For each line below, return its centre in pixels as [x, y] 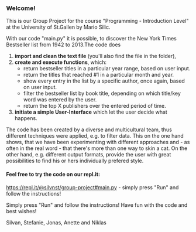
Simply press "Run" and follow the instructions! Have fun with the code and [97, 205]
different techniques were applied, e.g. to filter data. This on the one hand [95, 136]
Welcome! [21, 8]
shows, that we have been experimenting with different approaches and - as [98, 142]
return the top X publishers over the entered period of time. [94, 106]
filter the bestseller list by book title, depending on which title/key [102, 93]
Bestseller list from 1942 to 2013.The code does [63, 45]
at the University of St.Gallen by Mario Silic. [58, 27]
